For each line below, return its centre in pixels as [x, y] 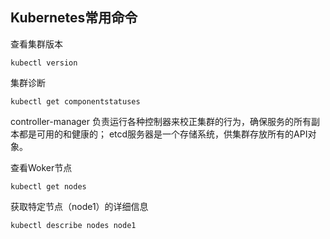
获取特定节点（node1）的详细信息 [79, 206]
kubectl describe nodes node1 [73, 225]
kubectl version [44, 63]
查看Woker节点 [41, 167]
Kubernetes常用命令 [74, 18]
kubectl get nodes [48, 186]
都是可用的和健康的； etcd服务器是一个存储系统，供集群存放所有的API [163, 134]
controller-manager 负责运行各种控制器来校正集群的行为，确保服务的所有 [161, 121]
